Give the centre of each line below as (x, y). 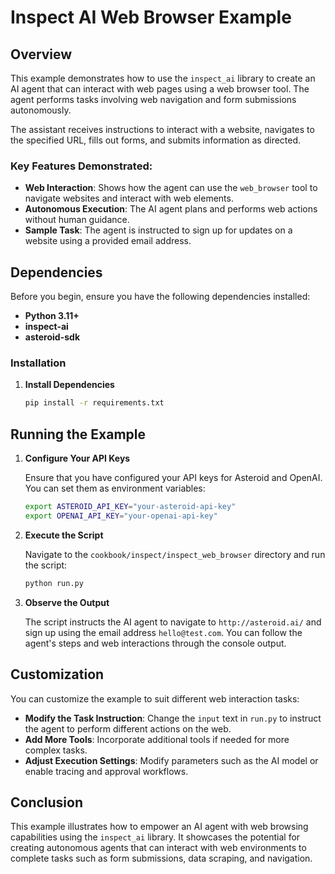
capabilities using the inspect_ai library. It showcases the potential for (155, 837)
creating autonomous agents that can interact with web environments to (158, 848)
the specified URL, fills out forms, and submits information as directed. (156, 140)
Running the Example (78, 434)
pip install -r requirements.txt (94, 403)
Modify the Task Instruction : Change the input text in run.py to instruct (173, 718)
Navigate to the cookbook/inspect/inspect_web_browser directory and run (175, 554)
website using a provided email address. (108, 241)
